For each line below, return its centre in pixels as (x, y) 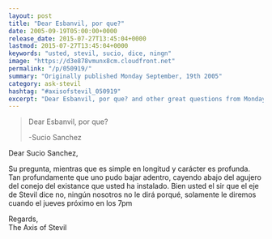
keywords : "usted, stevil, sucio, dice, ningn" (90, 53)
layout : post (30, 16)
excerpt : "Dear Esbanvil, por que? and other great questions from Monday (137, 99)
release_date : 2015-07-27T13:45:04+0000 (78, 38)
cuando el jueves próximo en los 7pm (70, 203)
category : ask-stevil (45, 83)
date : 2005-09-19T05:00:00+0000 (63, 31)
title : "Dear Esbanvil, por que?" (67, 23)
